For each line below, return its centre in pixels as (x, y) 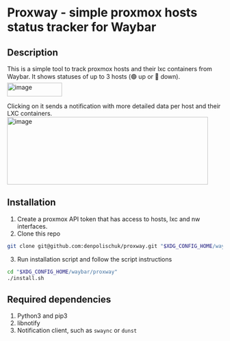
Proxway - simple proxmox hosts (102, 13)
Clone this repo (38, 233)
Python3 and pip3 (42, 316)
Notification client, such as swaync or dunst (77, 331)
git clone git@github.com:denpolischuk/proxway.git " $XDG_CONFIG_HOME (110, 246)
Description (33, 52)
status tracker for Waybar (82, 27)
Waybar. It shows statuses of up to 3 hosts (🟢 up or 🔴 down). (93, 76)
